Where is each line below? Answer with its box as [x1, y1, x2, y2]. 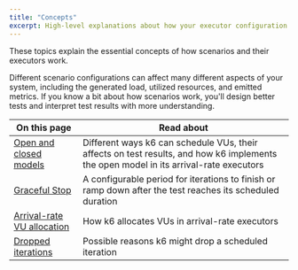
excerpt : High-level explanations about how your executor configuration [9, 21, 288, 30]
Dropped [13, 235, 51, 247]
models [13, 158, 45, 171]
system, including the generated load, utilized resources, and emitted [9, 81, 263, 92]
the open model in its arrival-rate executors [82, 158, 264, 171]
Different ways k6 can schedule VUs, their [82, 136, 259, 149]
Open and [13, 136, 55, 149]
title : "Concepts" [9, 12, 77, 22]
